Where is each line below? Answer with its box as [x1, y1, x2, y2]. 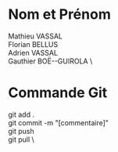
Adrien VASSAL [8, 48, 59, 57]
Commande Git [8, 84, 108, 102]
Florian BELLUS [8, 39, 59, 49]
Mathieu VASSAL [8, 31, 63, 41]
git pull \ [8, 135, 35, 144]
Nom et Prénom [8, 5, 111, 24]
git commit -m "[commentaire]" [8, 118, 109, 127]
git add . [8, 110, 35, 119]
